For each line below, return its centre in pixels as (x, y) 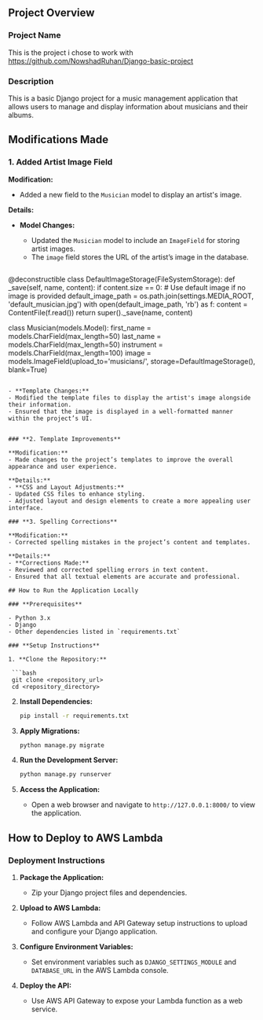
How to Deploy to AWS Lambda (86, 838)
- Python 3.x (29, 618)
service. (44, 1009)
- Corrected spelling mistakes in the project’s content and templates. (130, 542)
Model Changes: (47, 225)
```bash (24, 673)
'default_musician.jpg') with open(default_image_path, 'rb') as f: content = (128, 304)
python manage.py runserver (65, 775)
